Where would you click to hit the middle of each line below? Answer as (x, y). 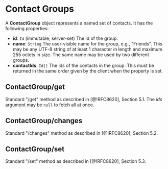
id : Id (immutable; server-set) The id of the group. (65, 38)
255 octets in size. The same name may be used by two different (81, 55)
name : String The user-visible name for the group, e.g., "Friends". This (87, 43)
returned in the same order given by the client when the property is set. (88, 71)
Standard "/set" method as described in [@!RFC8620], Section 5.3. (76, 161)
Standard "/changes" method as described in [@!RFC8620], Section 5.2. (82, 133)
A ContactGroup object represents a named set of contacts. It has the (79, 23)
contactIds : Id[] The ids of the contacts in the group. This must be (83, 65)
